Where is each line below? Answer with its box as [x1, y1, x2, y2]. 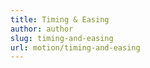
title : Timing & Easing [10, 14, 110, 25]
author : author [10, 24, 74, 34]
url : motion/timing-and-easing [10, 42, 141, 53]
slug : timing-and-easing [10, 33, 114, 43]
